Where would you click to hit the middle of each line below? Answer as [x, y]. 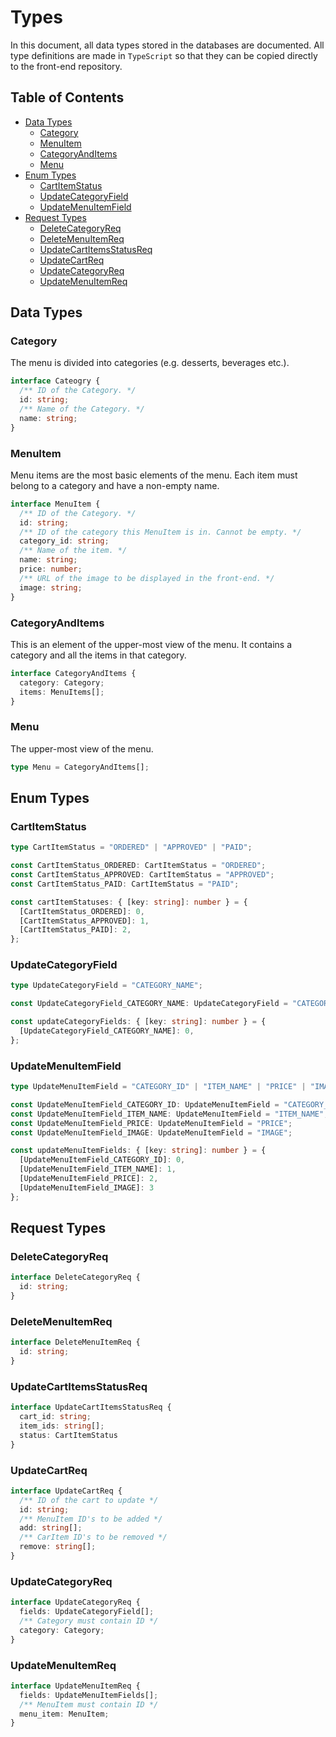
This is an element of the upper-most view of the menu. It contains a [151, 644]
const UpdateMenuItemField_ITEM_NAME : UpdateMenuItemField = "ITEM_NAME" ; [169, 1114]
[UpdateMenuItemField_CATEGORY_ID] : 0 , [102, 1160]
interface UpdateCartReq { [66, 1491]
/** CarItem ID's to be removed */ [93, 1537]
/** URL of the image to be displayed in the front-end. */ [147, 578]
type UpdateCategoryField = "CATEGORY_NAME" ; [106, 986]
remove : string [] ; [58, 1547]
